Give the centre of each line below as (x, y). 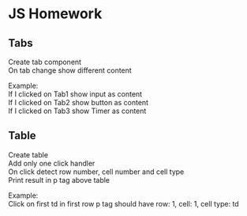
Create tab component (45, 62)
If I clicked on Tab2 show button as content (78, 102)
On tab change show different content (70, 70)
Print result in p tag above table (59, 180)
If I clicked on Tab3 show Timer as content (77, 111)
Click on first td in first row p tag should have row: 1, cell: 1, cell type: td (123, 203)
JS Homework (55, 14)
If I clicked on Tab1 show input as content (75, 94)
